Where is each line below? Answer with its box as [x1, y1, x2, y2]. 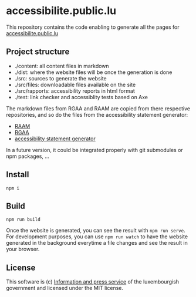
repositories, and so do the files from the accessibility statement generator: [6, 111, 188, 118]
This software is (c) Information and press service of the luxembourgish [6, 278, 180, 285]
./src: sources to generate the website [14, 75, 107, 82]
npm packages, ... [6, 153, 50, 160]
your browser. [6, 245, 40, 253]
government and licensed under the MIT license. [6, 285, 123, 292]
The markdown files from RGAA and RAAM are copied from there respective [6, 104, 191, 112]
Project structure [6, 47, 70, 57]
